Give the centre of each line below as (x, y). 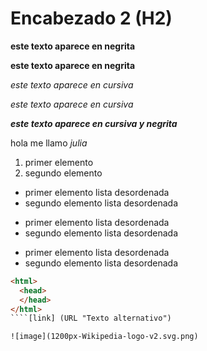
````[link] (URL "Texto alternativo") (91, 318)
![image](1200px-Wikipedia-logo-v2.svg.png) (104, 337)
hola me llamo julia (49, 143)
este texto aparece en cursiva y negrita (94, 123)
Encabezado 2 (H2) (91, 18)
